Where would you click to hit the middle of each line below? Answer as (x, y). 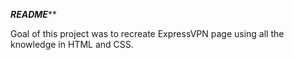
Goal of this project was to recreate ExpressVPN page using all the (147, 33)
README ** (33, 14)
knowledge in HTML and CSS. (72, 44)
